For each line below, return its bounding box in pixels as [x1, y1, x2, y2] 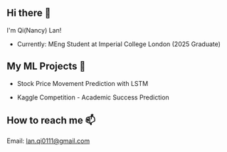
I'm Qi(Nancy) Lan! [6, 26, 62, 34]
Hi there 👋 [6, 7, 51, 19]
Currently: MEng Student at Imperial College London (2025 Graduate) [16, 40, 221, 48]
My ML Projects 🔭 [6, 60, 86, 72]
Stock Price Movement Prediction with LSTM [16, 79, 149, 87]
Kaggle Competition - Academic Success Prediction [16, 93, 170, 102]
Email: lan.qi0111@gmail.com [6, 136, 90, 146]
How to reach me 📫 [6, 114, 96, 126]
